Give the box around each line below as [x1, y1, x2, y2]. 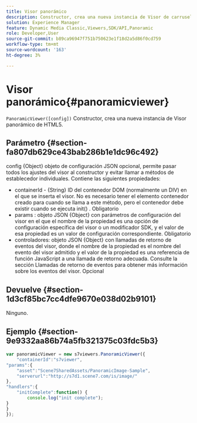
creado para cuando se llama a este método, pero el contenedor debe [14, 199, 184, 206]
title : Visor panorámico [6, 8, 67, 15]
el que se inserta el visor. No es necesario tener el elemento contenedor [14, 193, 189, 200]
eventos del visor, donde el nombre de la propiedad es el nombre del [14, 243, 181, 250]
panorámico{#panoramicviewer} [6, 95, 169, 109]
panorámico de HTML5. [6, 121, 63, 128]
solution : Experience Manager [6, 19, 80, 25]
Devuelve [6, 284, 42, 294]
